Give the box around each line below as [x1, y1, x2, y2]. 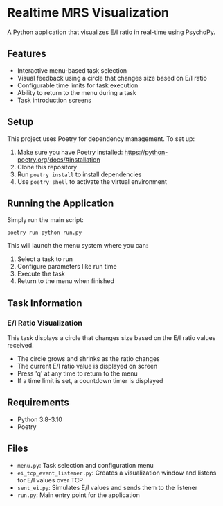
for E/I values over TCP [17, 475, 84, 484]
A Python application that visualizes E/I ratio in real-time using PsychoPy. [7, 28, 216, 36]
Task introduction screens [17, 96, 92, 104]
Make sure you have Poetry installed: [17, 148, 123, 156]
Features [7, 48, 46, 60]
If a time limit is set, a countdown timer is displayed [17, 377, 163, 385]
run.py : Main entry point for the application [17, 491, 141, 499]
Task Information [7, 297, 82, 309]
